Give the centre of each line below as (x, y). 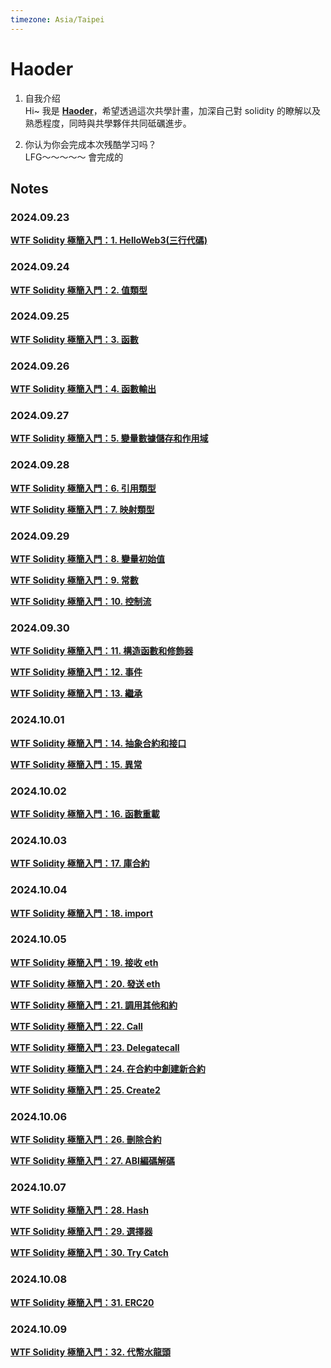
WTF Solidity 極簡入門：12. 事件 (76, 672)
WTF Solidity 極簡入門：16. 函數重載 (85, 813)
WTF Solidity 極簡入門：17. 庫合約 (80, 863)
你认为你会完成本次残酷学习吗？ (90, 144)
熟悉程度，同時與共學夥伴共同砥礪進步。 (108, 123)
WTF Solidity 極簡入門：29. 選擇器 (81, 1232)
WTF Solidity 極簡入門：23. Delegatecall (95, 1047)
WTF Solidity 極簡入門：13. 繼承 (76, 693)
